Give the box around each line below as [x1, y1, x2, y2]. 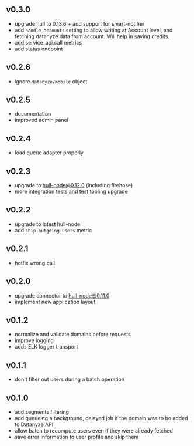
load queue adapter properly [14, 149, 84, 156]
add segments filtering [14, 408, 69, 415]
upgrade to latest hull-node [14, 220, 81, 228]
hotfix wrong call [14, 259, 56, 266]
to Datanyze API [14, 421, 54, 428]
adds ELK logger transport [14, 343, 78, 350]
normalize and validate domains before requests [14, 331, 131, 338]
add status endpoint [14, 45, 63, 52]
